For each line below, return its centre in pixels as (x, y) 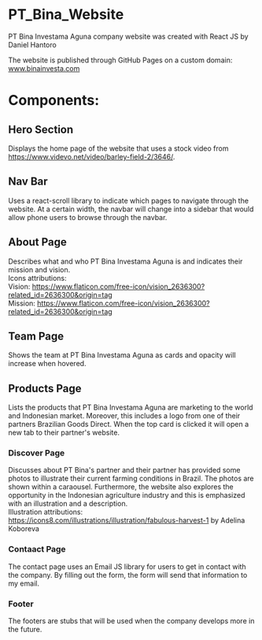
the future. (25, 630)
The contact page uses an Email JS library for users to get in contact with (127, 567)
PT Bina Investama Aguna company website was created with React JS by (129, 36)
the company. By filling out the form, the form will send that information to (128, 575)
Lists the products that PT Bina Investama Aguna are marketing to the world (131, 407)
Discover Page (37, 453)
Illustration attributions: (46, 512)
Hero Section (41, 129)
